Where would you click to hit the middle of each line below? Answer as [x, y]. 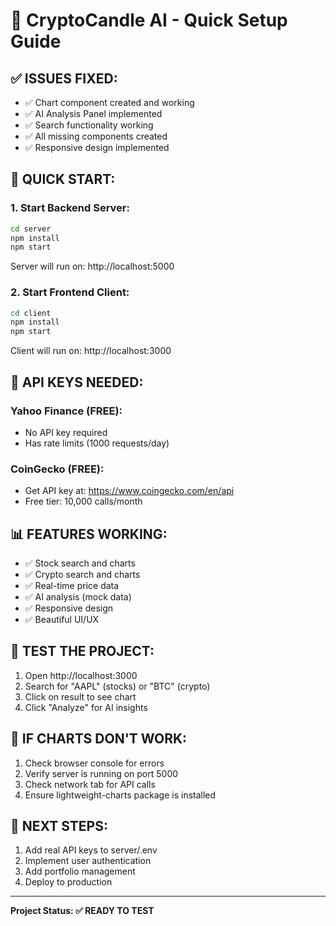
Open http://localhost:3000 [81, 675]
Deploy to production [68, 882]
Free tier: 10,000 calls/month [83, 501]
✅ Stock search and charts [80, 563]
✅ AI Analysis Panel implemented [93, 113]
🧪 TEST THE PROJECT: [82, 651]
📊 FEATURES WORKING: [89, 534]
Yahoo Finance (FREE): [66, 411]
